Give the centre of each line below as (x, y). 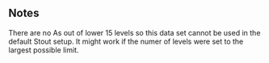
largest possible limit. (44, 50)
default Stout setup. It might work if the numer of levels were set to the (126, 41)
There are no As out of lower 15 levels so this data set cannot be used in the (134, 32)
